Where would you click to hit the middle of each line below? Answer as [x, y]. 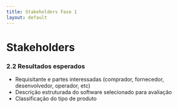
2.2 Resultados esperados [46, 66]
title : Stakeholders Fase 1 [42, 12]
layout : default [27, 17]
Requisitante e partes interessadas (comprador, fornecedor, [90, 79]
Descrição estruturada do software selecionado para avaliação [94, 92]
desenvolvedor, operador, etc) [53, 86]
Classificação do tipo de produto [56, 98]
